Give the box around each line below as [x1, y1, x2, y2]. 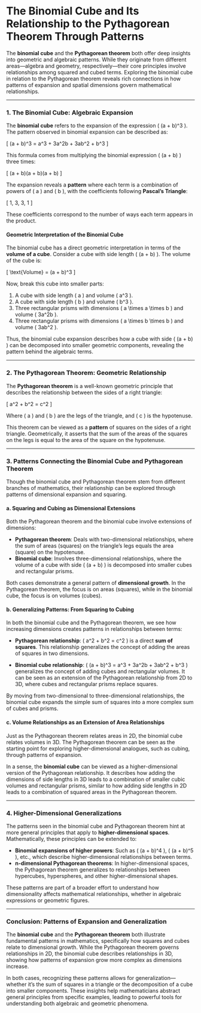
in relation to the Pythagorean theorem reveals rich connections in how [6, 75, 181, 82]
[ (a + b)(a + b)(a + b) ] [6, 170, 62, 177]
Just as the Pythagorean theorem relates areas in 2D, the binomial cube [6, 732, 183, 739]
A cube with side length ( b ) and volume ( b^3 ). [14, 298, 133, 305]
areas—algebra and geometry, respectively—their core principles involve [6, 62, 187, 70]
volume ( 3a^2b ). [14, 311, 59, 318]
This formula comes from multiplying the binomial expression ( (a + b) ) [6, 152, 181, 159]
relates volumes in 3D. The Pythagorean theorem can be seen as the [6, 738, 175, 746]
